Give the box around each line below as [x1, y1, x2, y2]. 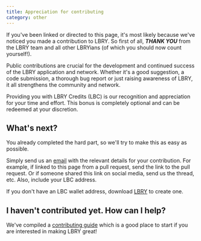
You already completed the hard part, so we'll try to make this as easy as [6, 139, 187, 146]
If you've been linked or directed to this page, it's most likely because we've [6, 31, 196, 38]
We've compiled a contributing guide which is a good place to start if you [6, 221, 188, 229]
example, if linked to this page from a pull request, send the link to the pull [6, 163, 190, 171]
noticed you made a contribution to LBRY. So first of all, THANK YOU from [6, 37, 191, 45]
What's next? [6, 123, 58, 133]
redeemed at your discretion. [6, 105, 78, 113]
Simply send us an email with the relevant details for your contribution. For [6, 157, 191, 164]
